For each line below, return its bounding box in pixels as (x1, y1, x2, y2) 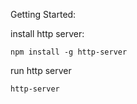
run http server (10, 65, 72, 76)
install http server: (10, 28, 85, 39)
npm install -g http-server (10, 47, 128, 57)
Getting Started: (10, 9, 77, 20)
